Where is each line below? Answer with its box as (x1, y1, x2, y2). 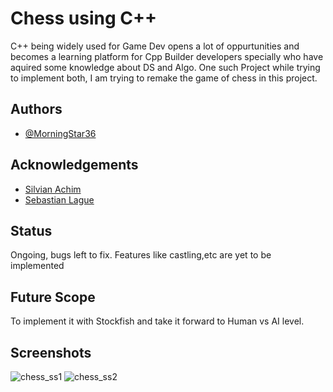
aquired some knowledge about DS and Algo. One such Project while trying (10, 61, 321, 73)
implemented (10, 260, 65, 272)
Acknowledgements (10, 157, 139, 174)
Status (10, 222, 53, 239)
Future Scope (10, 288, 96, 306)
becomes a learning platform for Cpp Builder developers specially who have (10, 50, 324, 62)
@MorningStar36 (24, 127, 97, 139)
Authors (10, 101, 63, 118)
